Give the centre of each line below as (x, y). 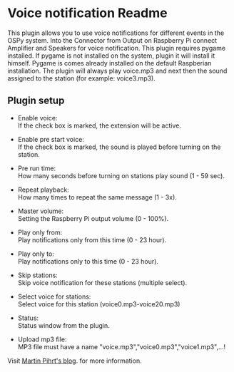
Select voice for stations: (54, 296)
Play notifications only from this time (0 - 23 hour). (92, 239)
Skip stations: (38, 275)
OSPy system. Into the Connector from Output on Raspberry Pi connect (112, 40)
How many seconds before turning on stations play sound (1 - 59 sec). (121, 175)
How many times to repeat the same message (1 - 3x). (97, 197)
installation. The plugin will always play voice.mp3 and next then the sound (117, 71)
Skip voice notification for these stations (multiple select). (102, 282)
